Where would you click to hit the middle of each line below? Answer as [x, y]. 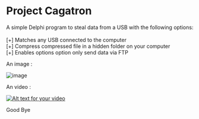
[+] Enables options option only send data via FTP [67, 52]
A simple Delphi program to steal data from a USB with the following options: [100, 27]
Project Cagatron [49, 11]
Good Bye [18, 110]
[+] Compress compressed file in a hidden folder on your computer [88, 46]
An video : [19, 86]
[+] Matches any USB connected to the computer [66, 40]
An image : [19, 64]
